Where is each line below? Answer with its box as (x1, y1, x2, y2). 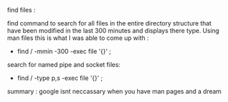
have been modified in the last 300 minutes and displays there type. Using (7, 27, 220, 34)
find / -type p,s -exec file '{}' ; (17, 74, 103, 82)
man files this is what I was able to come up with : (7, 34, 149, 42)
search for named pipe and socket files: (7, 61, 121, 68)
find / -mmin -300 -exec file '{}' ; (17, 48, 112, 55)
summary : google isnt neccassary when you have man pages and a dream (7, 88, 222, 95)
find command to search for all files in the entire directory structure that (7, 19, 212, 27)
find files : (7, 6, 36, 14)
